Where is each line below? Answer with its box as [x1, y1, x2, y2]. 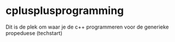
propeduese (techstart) [5, 29, 63, 36]
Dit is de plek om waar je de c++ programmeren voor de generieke [5, 23, 169, 30]
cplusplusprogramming [5, 4, 124, 17]
